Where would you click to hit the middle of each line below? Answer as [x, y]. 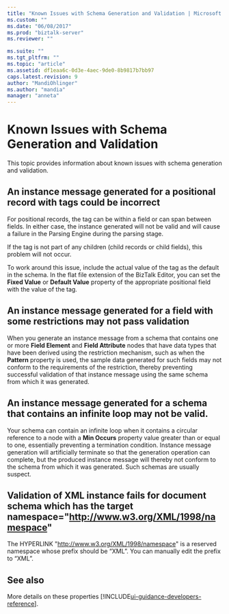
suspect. [19, 474]
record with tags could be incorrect [84, 203]
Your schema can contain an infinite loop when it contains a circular [103, 430]
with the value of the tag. [42, 289]
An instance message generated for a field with [110, 311]
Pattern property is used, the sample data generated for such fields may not [114, 359]
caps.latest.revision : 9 [42, 77]
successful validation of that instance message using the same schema [108, 374]
